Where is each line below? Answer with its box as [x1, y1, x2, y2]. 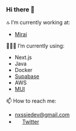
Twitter [22, 118, 39, 126]
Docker [14, 67, 33, 74]
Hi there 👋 [6, 5, 35, 14]
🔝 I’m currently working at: [6, 19, 71, 26]
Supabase [14, 73, 39, 80]
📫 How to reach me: [6, 98, 57, 105]
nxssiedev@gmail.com [14, 111, 70, 118]
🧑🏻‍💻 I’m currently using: [6, 42, 65, 49]
